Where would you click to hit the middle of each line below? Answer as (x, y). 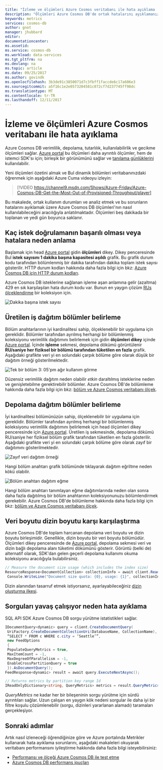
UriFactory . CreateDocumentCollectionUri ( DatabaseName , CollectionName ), (82, 632)
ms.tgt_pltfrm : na (24, 59)
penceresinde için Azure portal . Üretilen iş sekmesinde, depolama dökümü (80, 432)
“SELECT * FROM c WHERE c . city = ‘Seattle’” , (54, 636)
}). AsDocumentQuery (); (30, 668)
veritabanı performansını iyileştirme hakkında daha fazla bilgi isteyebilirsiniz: (81, 748)
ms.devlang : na (20, 64)
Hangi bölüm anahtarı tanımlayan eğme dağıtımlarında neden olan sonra (77, 490)
